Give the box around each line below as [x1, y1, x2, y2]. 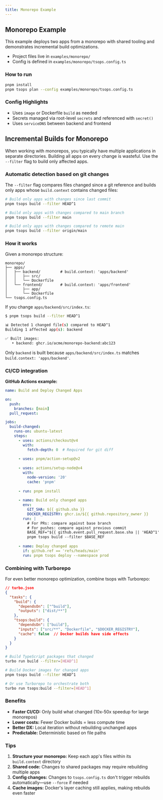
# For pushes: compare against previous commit [27, 525, 127, 531]
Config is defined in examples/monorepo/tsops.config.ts [12, 59, 127, 65]
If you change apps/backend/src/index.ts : [5, 304, 91, 310]
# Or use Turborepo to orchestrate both [5, 681, 90, 686]
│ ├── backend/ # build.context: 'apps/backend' [5, 269, 129, 274]
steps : [14, 434, 28, 439]
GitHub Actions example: [5, 379, 58, 385]
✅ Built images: [5, 336, 39, 341]
